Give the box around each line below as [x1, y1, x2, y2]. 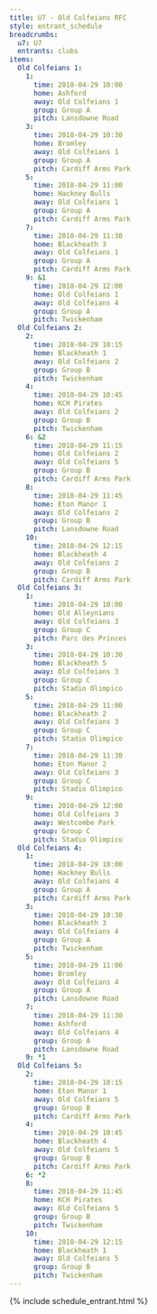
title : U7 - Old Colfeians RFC [9, 13, 127, 23]
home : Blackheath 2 [32, 709, 106, 718]
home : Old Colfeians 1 [32, 289, 119, 299]
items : [9, 55, 34, 64]
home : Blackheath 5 [32, 659, 106, 668]
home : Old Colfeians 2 [32, 449, 119, 458]
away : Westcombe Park [32, 818, 115, 827]
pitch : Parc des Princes [32, 633, 127, 643]
